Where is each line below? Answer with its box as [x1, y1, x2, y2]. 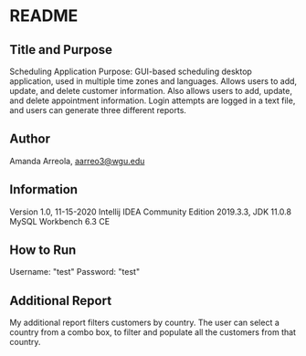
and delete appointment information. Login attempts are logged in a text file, [9, 95, 296, 106]
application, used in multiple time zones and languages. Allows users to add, [9, 76, 298, 87]
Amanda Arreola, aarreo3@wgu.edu [9, 155, 145, 166]
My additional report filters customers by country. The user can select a [9, 317, 280, 329]
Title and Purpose [9, 42, 112, 58]
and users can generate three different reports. [9, 105, 187, 115]
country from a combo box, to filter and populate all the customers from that [9, 327, 297, 338]
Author [9, 131, 50, 147]
